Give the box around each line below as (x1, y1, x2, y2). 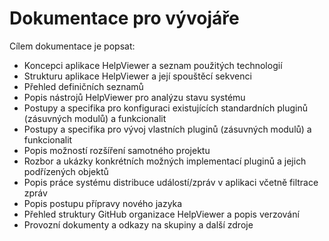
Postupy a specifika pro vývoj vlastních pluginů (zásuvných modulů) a (23, 123, 312, 135)
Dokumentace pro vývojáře (9, 7, 240, 30)
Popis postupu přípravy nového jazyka (23, 197, 183, 209)
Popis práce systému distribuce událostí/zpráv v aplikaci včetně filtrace (23, 176, 319, 188)
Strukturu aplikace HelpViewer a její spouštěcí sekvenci (23, 70, 252, 82)
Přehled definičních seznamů (23, 80, 144, 92)
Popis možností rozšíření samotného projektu (23, 144, 211, 156)
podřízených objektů (23, 165, 109, 177)
